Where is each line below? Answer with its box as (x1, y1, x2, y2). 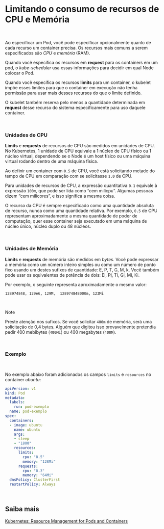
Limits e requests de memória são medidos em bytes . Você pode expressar (5, 256, 159, 262)
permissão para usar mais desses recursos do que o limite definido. (5, 90, 142, 96)
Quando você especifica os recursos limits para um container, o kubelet (5, 79, 151, 85)
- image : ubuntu (9, 423, 43, 427)
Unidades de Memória (5, 245, 59, 252)
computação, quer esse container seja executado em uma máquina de (5, 218, 147, 224)
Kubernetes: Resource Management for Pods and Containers (5, 518, 128, 524)
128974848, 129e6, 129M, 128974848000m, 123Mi (5, 291, 104, 296)
